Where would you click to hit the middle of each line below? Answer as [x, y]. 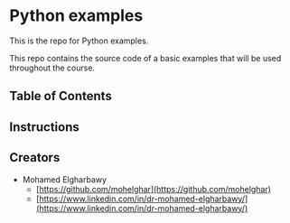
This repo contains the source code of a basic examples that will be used [145, 58]
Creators [35, 158]
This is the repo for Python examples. [79, 41]
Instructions [44, 127]
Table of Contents [61, 96]
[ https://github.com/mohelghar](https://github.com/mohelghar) [153, 189]
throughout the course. [52, 68]
